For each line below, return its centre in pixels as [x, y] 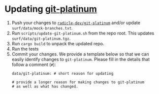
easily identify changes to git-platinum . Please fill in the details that [80, 59]
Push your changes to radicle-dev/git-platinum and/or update [76, 23]
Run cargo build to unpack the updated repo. [58, 43]
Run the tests [25, 49]
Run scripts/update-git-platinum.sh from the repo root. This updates [83, 33]
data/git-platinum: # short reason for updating [63, 73]
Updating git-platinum [51, 9]
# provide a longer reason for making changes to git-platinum [78, 82]
